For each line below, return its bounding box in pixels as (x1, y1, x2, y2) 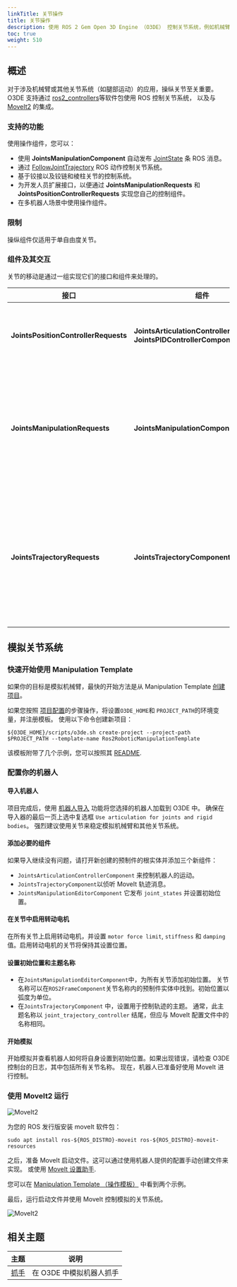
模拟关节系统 (7, 641, 63, 654)
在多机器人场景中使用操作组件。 (17, 199, 111, 207)
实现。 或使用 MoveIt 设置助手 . (7, 1165, 97, 1173)
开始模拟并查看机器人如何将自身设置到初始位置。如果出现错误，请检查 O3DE (7, 1054, 230, 1063)
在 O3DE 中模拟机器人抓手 (32, 1267, 119, 1277)
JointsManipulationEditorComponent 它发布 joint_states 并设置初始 (17, 888, 215, 897)
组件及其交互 (7, 255, 51, 264)
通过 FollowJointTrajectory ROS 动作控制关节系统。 (17, 163, 166, 172)
